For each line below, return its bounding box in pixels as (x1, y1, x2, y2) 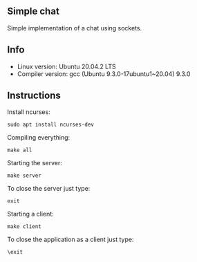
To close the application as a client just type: (7, 235, 134, 244)
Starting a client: (7, 210, 54, 218)
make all (7, 147, 32, 154)
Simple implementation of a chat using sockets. (7, 24, 142, 32)
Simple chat (7, 6, 60, 17)
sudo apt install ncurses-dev (7, 121, 95, 129)
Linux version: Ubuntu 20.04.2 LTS (17, 62, 116, 71)
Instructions (7, 90, 61, 102)
